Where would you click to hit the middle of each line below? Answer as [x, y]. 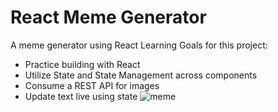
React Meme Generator [108, 17]
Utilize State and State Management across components [141, 75]
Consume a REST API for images [92, 85]
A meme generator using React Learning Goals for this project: [139, 45]
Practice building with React [82, 64]
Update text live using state [81, 96]
